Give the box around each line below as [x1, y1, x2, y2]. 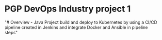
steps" [4, 29, 18, 35]
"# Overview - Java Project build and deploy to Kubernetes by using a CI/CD [4, 19, 158, 25]
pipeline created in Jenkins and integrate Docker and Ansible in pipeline [4, 24, 148, 30]
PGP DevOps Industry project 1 [4, 3, 131, 14]
